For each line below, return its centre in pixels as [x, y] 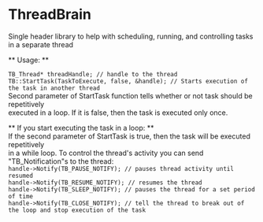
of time [21, 196]
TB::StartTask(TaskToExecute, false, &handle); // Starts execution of [128, 81]
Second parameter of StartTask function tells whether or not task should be [131, 95]
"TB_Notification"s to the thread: [61, 161]
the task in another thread [54, 88]
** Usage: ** [29, 60]
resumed [21, 176]
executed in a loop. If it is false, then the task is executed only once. [118, 113]
